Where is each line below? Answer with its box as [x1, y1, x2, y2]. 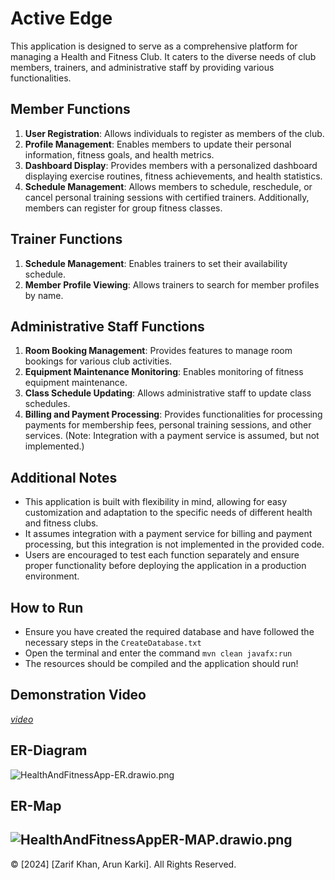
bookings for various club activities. [24, 355, 173, 367]
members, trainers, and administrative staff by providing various [10, 61, 275, 73]
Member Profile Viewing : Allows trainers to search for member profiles [24, 278, 320, 291]
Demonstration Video [10, 687, 147, 704]
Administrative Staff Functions [10, 318, 205, 335]
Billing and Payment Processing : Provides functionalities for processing [24, 408, 323, 421]
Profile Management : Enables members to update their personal [24, 138, 292, 150]
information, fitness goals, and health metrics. [24, 148, 215, 161]
